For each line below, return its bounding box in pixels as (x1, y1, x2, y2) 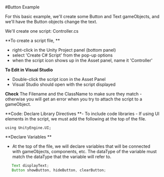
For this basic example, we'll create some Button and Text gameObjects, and (5, 14, 160, 19)
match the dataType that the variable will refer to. (12, 154, 112, 159)
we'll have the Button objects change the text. (5, 19, 97, 24)
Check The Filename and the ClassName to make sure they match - (5, 91, 142, 97)
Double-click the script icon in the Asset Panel (12, 77, 106, 82)
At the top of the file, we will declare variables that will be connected (12, 143, 151, 149)
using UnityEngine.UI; (5, 125, 51, 130)
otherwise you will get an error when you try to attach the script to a (5, 96, 142, 102)
